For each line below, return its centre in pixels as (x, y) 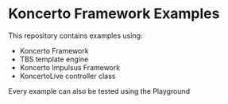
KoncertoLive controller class (68, 76)
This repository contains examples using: (75, 35)
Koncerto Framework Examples (114, 14)
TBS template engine (54, 59)
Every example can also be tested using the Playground (99, 91)
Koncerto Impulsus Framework (70, 67)
